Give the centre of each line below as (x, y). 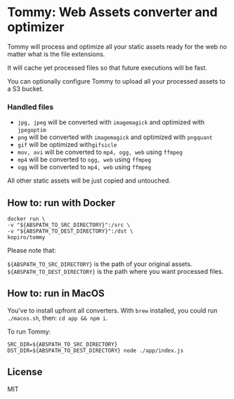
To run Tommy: (29, 332)
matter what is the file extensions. (56, 54)
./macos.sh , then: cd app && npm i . (58, 318)
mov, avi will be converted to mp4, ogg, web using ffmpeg (100, 152)
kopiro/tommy (26, 237)
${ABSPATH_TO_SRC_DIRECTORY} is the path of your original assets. (100, 264)
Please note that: (32, 251)
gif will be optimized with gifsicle (67, 145)
